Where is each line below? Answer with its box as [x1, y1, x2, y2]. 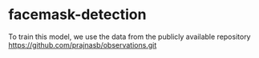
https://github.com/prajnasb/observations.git [8, 40, 157, 49]
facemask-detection [8, 6, 147, 24]
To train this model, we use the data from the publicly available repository [8, 32, 251, 41]
